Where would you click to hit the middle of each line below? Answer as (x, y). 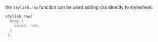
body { (17, 21)
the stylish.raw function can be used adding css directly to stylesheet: (79, 7)
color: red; (27, 25)
